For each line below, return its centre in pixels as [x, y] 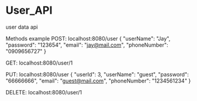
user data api [22, 27]
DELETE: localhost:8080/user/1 [44, 92]
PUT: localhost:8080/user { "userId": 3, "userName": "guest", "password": [97, 74]
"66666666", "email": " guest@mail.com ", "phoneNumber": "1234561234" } [98, 81]
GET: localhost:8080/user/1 [39, 63]
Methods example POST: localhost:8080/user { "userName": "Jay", [88, 38]
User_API [29, 10]
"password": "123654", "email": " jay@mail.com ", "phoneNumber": [87, 45]
